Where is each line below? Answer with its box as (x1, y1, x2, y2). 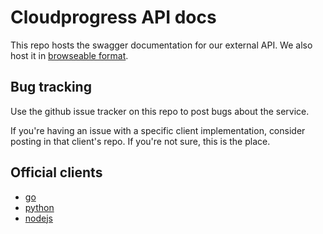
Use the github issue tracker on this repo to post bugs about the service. (10, 105, 310, 117)
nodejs (24, 212, 53, 224)
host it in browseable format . (10, 49, 129, 61)
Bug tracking (10, 79, 92, 96)
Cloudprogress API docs (10, 6, 217, 29)
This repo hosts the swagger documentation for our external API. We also (10, 39, 313, 51)
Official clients (10, 164, 103, 181)
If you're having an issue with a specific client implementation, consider (10, 124, 306, 136)
